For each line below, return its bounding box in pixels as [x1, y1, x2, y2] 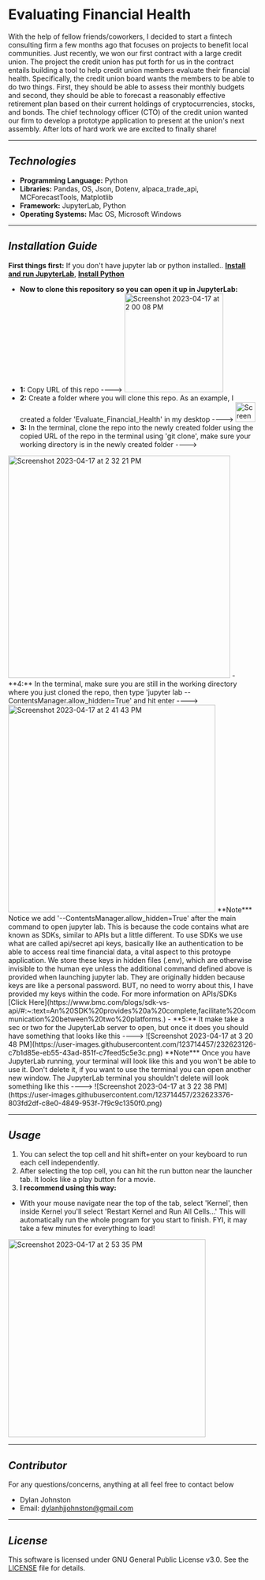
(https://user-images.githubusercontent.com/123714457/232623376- [8, 1089, 234, 1099]
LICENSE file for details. [8, 1563, 86, 1572]
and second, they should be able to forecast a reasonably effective [8, 90, 226, 100]
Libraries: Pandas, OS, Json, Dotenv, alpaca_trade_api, [19, 184, 200, 193]
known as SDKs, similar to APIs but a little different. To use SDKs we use [8, 930, 243, 939]
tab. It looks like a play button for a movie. [19, 1175, 156, 1184]
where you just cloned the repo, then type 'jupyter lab [8, 687, 183, 697]
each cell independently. [19, 1158, 100, 1168]
